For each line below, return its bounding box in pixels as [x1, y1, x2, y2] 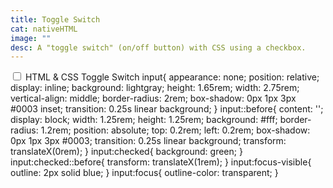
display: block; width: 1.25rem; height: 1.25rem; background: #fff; [10, 114, 278, 126]
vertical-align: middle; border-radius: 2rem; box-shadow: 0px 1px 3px [10, 92, 297, 105]
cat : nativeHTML [10, 24, 78, 34]
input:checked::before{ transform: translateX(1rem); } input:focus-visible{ [10, 156, 312, 168]
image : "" [10, 33, 52, 43]
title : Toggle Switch [10, 14, 101, 25]
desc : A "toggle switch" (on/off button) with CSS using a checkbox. [10, 42, 307, 53]
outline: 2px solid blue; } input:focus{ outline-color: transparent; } [10, 167, 279, 179]
